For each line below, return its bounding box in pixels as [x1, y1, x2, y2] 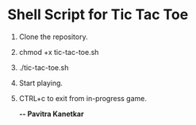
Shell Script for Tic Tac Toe [7, 6, 189, 24]
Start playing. [18, 78, 63, 88]
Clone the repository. [18, 32, 88, 41]
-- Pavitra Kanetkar [18, 109, 84, 119]
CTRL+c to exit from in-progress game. [18, 93, 148, 103]
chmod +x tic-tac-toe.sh [18, 47, 99, 57]
